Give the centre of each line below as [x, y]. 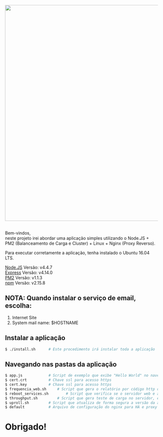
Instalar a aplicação [35, 338]
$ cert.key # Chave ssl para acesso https [58, 385]
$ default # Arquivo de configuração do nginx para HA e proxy [81, 407]
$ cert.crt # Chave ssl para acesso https [58, 380]
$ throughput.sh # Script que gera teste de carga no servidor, [80, 398]
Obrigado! [26, 427]
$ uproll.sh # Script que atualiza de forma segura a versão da [80, 403]
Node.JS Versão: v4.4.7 [29, 267]
